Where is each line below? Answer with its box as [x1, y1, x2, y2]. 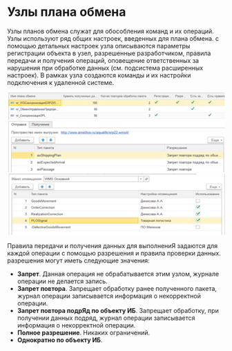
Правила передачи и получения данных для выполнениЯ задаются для [7, 242, 218, 250]
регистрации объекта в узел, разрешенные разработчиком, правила [7, 49, 211, 57]
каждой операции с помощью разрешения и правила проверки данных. [7, 249, 221, 258]
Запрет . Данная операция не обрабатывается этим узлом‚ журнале [17, 270, 220, 278]
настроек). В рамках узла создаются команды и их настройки [7, 70, 191, 79]
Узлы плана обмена [7, 4, 126, 20]
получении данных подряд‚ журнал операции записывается [17, 314, 195, 322]
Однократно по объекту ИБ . [17, 336, 103, 344]
